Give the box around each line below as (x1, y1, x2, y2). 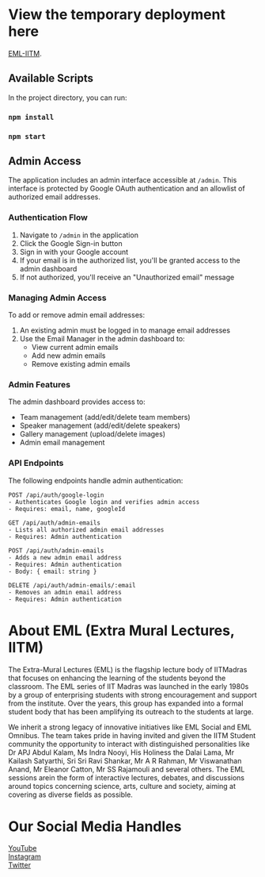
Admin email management (19, 438, 105, 448)
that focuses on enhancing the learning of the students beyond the (8, 673, 226, 683)
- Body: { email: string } (8, 567, 97, 575)
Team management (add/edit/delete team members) (19, 413, 191, 422)
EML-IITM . (8, 48, 42, 58)
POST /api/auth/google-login (8, 490, 104, 499)
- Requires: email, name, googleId (8, 505, 126, 513)
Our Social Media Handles (8, 817, 182, 835)
